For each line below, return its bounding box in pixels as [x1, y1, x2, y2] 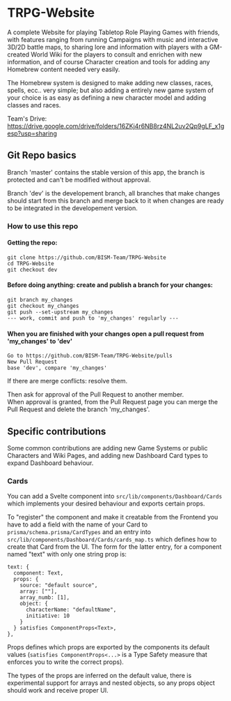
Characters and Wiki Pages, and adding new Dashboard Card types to [7, 452, 209, 460]
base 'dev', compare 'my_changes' [7, 364, 108, 371]
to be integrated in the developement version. [7, 204, 138, 212]
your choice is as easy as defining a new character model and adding [7, 93, 207, 102]
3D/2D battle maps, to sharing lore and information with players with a [7, 43, 208, 51]
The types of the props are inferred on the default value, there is [7, 672, 192, 680]
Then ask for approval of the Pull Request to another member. [7, 390, 184, 399]
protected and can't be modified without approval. [7, 175, 152, 184]
